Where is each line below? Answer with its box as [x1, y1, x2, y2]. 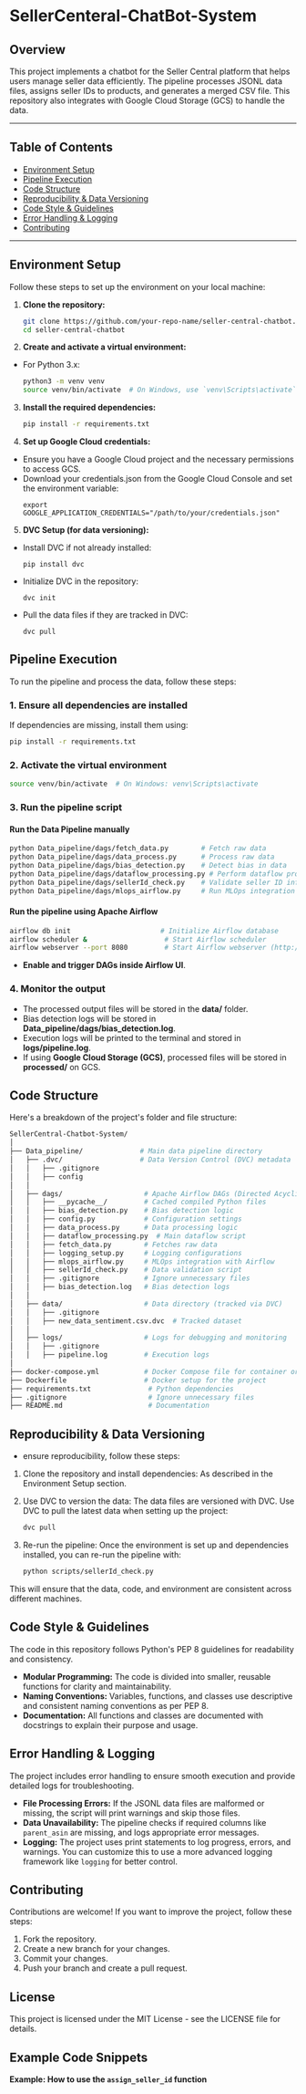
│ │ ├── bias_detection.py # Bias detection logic [9, 1206, 234, 1215]
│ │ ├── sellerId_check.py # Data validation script [9, 1266, 243, 1275]
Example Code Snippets [9, 2049, 148, 2065]
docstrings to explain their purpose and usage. [22, 1719, 199, 1730]
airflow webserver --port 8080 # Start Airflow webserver [9, 943, 267, 953]
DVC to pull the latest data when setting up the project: [22, 1505, 229, 1516]
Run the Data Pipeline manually [9, 823, 130, 835]
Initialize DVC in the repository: [22, 576, 139, 587]
